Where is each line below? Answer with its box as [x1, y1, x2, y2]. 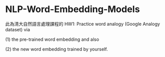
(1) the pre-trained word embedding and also [5, 36, 99, 42]
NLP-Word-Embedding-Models [5, 4, 140, 15]
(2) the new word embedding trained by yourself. [5, 46, 108, 52]
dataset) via [5, 26, 31, 32]
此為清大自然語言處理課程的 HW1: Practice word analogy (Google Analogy [5, 21, 160, 27]
